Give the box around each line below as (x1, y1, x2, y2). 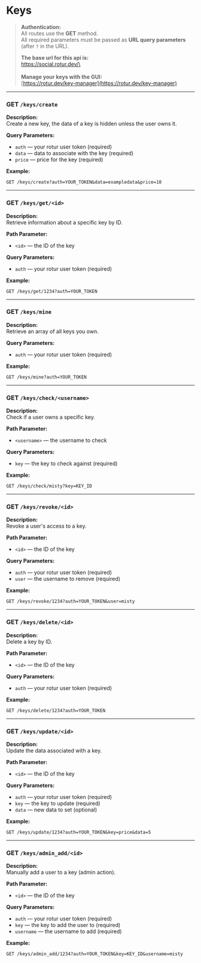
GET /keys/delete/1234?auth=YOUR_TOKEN (6, 707, 106, 713)
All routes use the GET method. (20, 29, 99, 37)
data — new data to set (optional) (14, 806, 98, 813)
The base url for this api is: (20, 54, 89, 61)
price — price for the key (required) (14, 156, 103, 163)
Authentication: (20, 23, 62, 31)
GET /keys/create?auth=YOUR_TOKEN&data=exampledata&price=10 (6, 179, 162, 186)
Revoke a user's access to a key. (6, 522, 87, 530)
